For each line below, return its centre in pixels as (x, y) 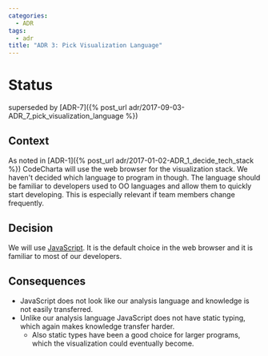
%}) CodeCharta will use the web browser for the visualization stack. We (128, 168)
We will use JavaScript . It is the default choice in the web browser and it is (131, 247)
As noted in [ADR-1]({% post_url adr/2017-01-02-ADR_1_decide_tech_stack (131, 160)
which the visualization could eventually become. (113, 343)
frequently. (26, 203)
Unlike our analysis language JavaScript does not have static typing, (132, 318)
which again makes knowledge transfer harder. (97, 326)
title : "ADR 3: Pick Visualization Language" (85, 46)
